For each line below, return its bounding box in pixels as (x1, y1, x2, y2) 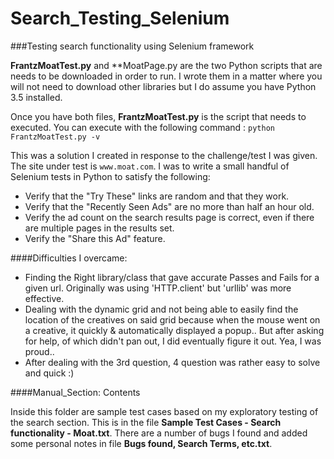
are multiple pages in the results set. (24, 222, 175, 234)
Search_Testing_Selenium (10, 7, 230, 30)
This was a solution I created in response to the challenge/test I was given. (10, 149, 318, 161)
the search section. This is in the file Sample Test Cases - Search (10, 416, 282, 428)
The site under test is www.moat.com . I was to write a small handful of (10, 160, 290, 172)
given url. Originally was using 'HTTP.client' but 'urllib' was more (24, 282, 292, 294)
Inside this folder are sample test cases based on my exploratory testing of (10, 405, 319, 417)
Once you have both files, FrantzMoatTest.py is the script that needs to (10, 110, 307, 122)
